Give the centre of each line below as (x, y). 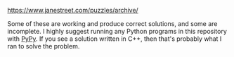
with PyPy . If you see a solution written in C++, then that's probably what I (115, 39)
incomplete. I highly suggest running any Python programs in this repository (117, 31)
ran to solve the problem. (44, 46)
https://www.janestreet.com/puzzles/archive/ (73, 10)
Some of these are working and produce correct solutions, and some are (112, 24)
